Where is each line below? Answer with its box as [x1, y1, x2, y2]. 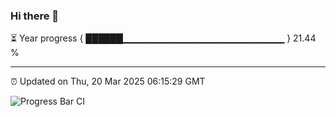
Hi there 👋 [10, 9, 60, 23]
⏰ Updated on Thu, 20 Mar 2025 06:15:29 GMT [10, 75, 206, 88]
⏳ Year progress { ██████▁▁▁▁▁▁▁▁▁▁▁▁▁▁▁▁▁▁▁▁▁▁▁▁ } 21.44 [10, 32, 317, 44]
